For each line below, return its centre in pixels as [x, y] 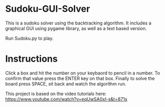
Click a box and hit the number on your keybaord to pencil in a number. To [83, 73]
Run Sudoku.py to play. [29, 38]
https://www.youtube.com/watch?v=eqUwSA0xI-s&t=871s [67, 99]
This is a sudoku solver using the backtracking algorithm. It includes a [78, 23]
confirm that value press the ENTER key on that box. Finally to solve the [80, 78]
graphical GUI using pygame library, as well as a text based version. [76, 28]
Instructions [31, 59]
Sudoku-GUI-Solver [48, 9]
